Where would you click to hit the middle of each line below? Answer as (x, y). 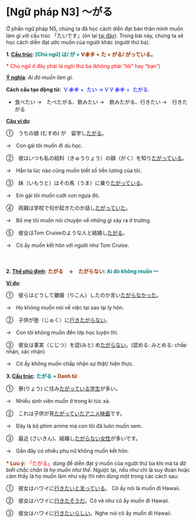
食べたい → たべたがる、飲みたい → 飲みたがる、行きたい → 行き (98, 102)
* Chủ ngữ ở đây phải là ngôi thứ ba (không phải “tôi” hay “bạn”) (83, 66)
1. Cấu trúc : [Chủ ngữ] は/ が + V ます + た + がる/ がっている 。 (81, 54)
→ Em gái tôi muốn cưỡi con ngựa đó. (53, 195)
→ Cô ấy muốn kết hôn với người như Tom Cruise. (68, 245)
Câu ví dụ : (18, 121)
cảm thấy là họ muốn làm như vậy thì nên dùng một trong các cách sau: (92, 476)
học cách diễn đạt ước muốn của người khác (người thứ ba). (78, 42)
